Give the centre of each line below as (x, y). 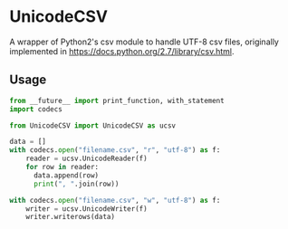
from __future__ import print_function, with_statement (117, 100)
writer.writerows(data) (71, 217)
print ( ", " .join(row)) (76, 184)
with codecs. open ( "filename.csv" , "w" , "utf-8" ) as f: (115, 200)
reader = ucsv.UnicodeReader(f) (86, 159)
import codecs (36, 109)
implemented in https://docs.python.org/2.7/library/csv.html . (122, 51)
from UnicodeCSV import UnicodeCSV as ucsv (93, 125)
